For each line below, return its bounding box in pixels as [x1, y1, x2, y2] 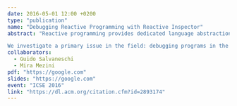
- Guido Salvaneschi [13, 55, 74, 63]
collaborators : [7, 49, 52, 56]
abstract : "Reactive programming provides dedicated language [7, 29, 194, 37]
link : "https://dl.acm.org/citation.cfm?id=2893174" [7, 88, 166, 95]
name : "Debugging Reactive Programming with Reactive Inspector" [7, 23, 203, 30]
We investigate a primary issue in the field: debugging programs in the [7, 43, 229, 50]
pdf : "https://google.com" [7, 68, 87, 76]
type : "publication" [7, 17, 68, 24]
